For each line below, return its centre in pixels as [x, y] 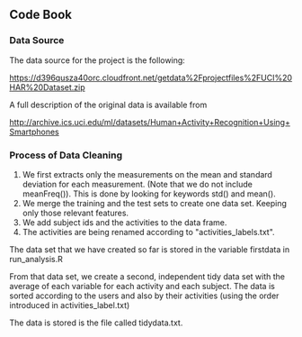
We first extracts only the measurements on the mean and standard [147, 174]
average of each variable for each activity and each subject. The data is [142, 286]
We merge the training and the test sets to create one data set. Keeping [155, 203]
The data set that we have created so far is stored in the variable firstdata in [150, 249]
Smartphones [35, 132]
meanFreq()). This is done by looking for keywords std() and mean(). [149, 194]
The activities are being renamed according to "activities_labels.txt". [149, 232]
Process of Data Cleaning [66, 155]
